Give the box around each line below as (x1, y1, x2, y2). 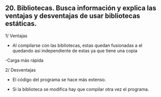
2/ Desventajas (5, 67, 36, 73)
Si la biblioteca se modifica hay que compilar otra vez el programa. (12, 86, 149, 92)
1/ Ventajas (5, 32, 28, 39)
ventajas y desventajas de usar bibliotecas (5, 12, 141, 20)
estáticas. (5, 19, 37, 28)
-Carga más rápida (5, 57, 44, 63)
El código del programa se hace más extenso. (12, 77, 106, 83)
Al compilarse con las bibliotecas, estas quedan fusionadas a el (12, 42, 143, 48)
